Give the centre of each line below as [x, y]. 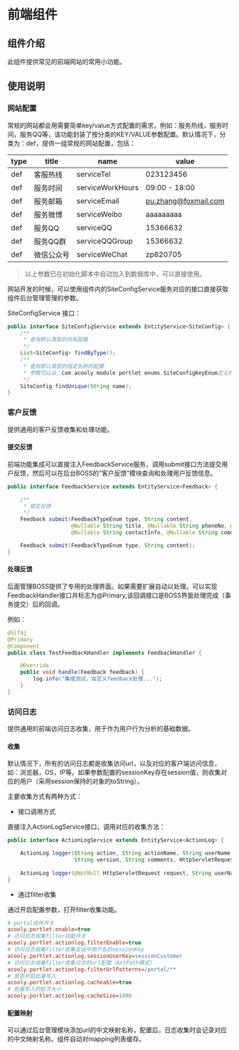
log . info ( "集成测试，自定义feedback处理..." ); [98, 679]
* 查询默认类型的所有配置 [55, 340]
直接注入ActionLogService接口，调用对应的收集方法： [86, 827]
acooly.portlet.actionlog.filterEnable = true [74, 943]
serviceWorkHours [108, 188]
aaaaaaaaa [164, 214]
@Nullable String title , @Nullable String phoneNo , [149, 526]
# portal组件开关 [31, 923]
